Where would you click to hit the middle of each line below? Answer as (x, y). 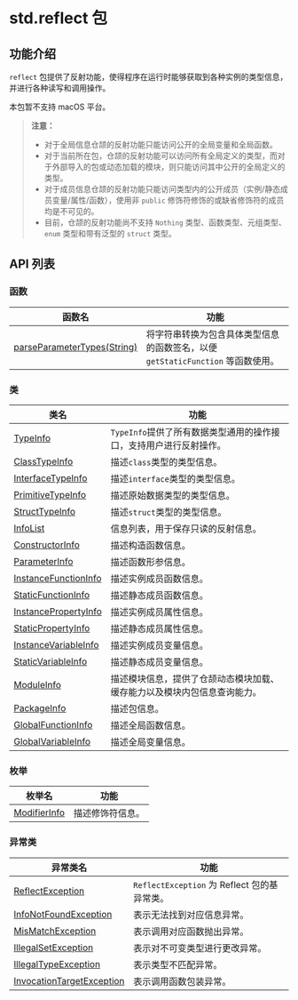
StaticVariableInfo (51, 661)
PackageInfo (40, 708)
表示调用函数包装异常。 (182, 981)
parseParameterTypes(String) (76, 347)
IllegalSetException (54, 948)
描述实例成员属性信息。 (159, 612)
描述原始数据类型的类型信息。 (173, 495)
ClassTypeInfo (43, 461)
